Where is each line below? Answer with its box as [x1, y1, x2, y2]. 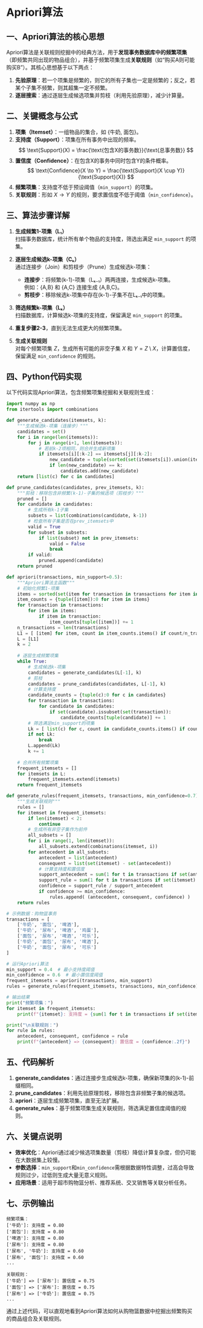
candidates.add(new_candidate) [60, 468, 139, 475]
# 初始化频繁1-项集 [17, 585, 60, 591]
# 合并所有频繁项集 [17, 759, 59, 765]
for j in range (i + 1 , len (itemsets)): [28, 439, 123, 446]
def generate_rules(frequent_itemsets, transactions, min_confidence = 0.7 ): [6, 793, 201, 799]
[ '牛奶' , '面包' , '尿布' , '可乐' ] [17, 944, 97, 950]
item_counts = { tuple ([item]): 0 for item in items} [17, 597, 150, 603]
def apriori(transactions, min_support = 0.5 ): [6, 574, 123, 580]
